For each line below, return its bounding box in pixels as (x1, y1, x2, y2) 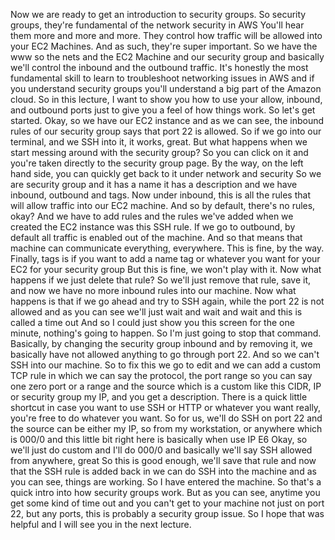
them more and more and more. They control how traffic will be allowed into (10, 30, 323, 41)
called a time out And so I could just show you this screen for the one (10, 317, 295, 328)
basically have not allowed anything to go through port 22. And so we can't (10, 349, 320, 360)
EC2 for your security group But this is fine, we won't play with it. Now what (10, 264, 322, 275)
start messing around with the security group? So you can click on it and (10, 147, 309, 158)
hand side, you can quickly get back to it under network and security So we (10, 168, 322, 179)
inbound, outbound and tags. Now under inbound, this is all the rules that (10, 189, 311, 201)
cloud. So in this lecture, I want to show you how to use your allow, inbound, (10, 94, 323, 105)
